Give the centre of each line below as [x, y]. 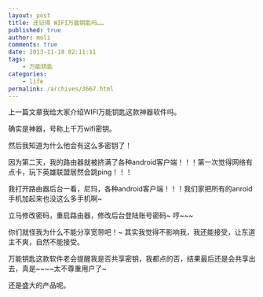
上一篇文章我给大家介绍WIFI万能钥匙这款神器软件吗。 [95, 112]
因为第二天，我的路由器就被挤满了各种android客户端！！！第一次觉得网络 [127, 162]
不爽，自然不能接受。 [49, 242]
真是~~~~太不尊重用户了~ [64, 269]
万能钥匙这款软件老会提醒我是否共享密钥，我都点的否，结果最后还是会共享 [128, 259]
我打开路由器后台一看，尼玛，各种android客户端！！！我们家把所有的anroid [130, 189]
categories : [27, 74]
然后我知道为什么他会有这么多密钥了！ [70, 146]
